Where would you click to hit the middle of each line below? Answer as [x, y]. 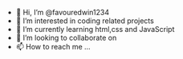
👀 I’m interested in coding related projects [85, 21]
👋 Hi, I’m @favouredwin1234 [63, 12]
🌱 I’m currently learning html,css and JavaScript [95, 29]
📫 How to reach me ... [53, 47]
